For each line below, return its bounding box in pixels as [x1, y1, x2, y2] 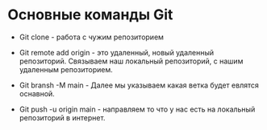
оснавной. [19, 88, 56, 98]
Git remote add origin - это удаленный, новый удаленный [19, 47, 215, 57]
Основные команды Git [7, 6, 173, 24]
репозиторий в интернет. [19, 112, 106, 122]
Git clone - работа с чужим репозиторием [19, 32, 165, 42]
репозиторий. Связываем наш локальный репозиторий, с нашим [19, 56, 244, 66]
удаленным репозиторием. [19, 64, 114, 74]
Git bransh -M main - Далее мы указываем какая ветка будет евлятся [19, 80, 259, 90]
